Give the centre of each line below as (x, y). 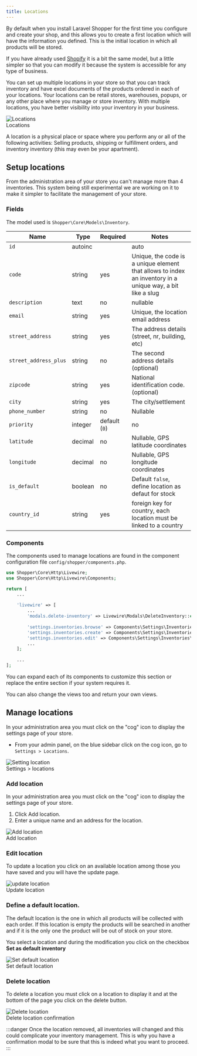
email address (151, 319)
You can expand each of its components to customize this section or (89, 677)
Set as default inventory (36, 948)
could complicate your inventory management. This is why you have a (91, 1035)
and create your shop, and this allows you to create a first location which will (98, 34)
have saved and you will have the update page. (63, 872)
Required (113, 236)
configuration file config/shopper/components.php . (66, 562)
